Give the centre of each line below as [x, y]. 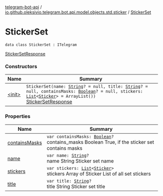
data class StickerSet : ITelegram [41, 45]
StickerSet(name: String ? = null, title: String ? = [87, 87]
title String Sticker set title [76, 186]
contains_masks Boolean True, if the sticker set [100, 142]
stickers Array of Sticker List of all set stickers [99, 174]
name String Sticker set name [80, 161]
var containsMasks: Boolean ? [80, 136]
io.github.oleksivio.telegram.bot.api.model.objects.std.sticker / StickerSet [78, 12]
